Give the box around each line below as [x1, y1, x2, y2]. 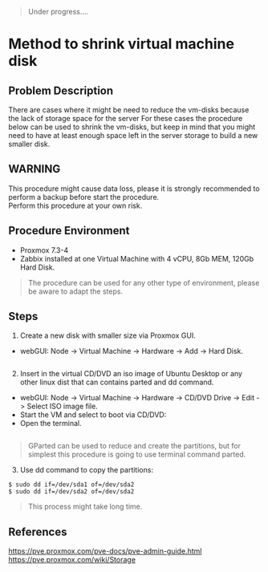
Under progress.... [27, 7, 89, 16]
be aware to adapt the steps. [27, 286, 123, 296]
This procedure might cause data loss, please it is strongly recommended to [8, 184, 260, 193]
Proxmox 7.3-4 [19, 245, 69, 255]
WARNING [8, 162, 61, 176]
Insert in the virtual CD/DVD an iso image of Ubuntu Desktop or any [19, 369, 243, 379]
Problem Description [8, 83, 114, 97]
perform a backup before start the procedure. [8, 192, 160, 201]
